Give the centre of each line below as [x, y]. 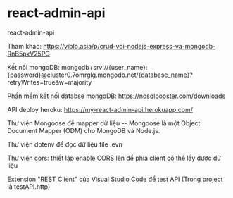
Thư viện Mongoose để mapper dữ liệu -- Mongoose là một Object [104, 123]
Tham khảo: [25, 46]
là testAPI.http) [29, 186]
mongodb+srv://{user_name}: [104, 67]
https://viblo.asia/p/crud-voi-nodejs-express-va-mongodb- [130, 46]
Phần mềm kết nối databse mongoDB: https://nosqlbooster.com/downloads [116, 96]
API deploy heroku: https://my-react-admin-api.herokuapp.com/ [100, 109]
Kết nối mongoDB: [33, 67]
